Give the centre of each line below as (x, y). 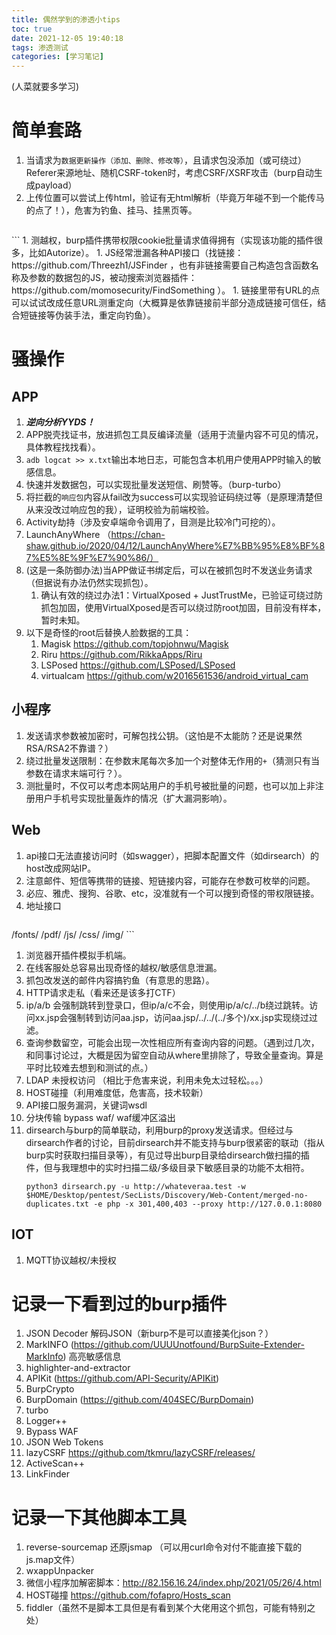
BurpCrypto (50, 1389)
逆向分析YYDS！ (60, 422)
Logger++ (46, 1421)
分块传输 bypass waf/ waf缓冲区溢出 (100, 1117)
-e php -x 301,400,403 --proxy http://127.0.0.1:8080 (208, 1204)
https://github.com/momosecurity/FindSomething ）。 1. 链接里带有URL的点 (166, 290)
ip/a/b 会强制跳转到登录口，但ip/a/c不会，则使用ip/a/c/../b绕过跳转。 (167, 1005)
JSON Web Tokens (64, 1442)
